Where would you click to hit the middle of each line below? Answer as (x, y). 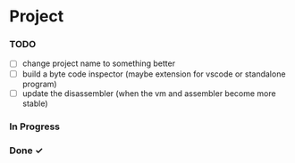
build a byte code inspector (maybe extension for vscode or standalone (154, 74)
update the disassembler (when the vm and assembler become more (149, 93)
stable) (35, 103)
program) (39, 84)
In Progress (35, 126)
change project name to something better (99, 63)
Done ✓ (26, 151)
